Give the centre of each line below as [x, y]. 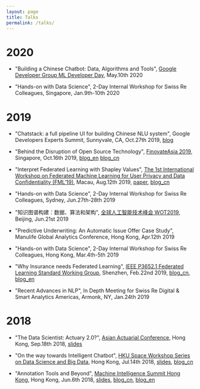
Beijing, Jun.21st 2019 [41, 219]
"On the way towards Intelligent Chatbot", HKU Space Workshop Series [102, 356]
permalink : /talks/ [30, 23]
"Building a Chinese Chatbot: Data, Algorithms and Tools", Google [96, 69]
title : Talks [22, 17]
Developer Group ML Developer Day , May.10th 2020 [79, 75]
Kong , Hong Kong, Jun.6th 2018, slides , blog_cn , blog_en [85, 380]
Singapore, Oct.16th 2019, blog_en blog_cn [67, 158]
